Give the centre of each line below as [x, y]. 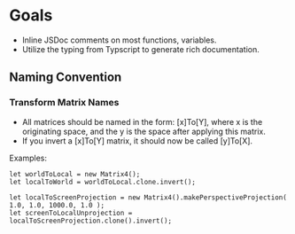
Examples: [28, 158]
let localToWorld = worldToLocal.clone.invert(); [103, 182]
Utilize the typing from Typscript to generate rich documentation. [140, 49]
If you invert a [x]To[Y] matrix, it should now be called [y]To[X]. [137, 140]
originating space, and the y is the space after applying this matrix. [144, 131]
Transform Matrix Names [64, 103]
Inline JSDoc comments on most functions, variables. [119, 40]
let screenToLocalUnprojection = [71, 213]
